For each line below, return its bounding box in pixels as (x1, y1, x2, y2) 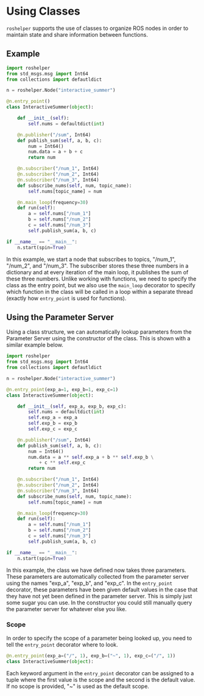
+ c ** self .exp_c (38, 460, 86, 466)
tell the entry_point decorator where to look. (6, 640, 118, 648)
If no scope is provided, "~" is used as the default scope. (6, 683, 149, 690)
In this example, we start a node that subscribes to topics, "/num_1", (6, 255, 176, 263)
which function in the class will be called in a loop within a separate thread (6, 288, 193, 295)
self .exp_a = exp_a (28, 414, 78, 421)
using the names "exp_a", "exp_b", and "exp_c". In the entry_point (6, 579, 172, 587)
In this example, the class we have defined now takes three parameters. (6, 566, 187, 574)
